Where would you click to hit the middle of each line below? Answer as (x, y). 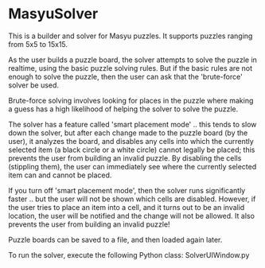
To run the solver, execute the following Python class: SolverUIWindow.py (129, 254)
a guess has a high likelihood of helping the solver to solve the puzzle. (123, 109)
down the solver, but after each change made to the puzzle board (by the (128, 133)
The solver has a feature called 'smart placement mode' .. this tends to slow (132, 124)
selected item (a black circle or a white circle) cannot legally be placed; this (132, 150)
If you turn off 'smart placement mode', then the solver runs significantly (127, 190)
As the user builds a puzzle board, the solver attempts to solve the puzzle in (132, 60)
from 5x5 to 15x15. (38, 44)
